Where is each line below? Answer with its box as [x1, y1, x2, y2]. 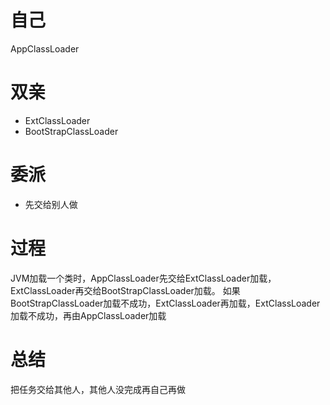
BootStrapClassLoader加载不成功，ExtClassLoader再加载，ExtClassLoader [10, 297, 321, 309]
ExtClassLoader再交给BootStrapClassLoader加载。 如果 [10, 284, 241, 296]
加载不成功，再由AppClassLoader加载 [10, 309, 167, 321]
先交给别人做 [24, 198, 78, 210]
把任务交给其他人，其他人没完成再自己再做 [10, 383, 186, 395]
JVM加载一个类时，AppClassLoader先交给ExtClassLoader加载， [10, 272, 277, 284]
